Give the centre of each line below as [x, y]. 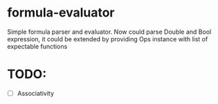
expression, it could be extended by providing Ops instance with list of [108, 39]
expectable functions [37, 46]
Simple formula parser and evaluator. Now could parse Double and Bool [109, 32]
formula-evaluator [61, 13]
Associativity [35, 93]
